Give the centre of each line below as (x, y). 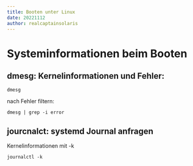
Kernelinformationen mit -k (41, 146)
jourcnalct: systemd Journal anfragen (80, 131)
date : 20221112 (26, 18)
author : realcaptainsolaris (43, 23)
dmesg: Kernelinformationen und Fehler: (86, 76)
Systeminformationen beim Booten (97, 53)
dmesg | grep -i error (36, 113)
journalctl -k (25, 157)
